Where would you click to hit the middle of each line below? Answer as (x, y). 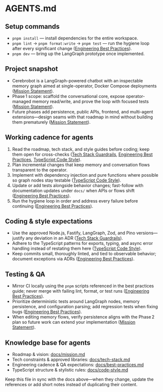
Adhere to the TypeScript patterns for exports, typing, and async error (82, 243)
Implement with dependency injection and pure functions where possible (85, 175)
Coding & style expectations (49, 221)
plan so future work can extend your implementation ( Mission (74, 322)
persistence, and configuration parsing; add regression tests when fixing (85, 307)
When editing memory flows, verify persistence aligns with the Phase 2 (83, 317)
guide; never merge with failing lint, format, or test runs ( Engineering (81, 291)
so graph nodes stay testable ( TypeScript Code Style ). (67, 180)
